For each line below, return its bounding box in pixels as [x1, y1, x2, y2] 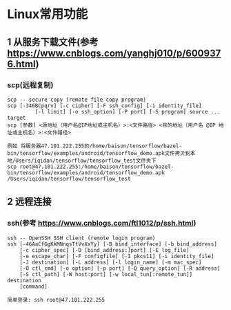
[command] [19, 283, 48, 290]
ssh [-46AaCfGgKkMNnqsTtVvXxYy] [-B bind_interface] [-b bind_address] [7, 240, 217, 248]
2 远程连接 [7, 196, 52, 208]
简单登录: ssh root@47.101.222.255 [7, 296, 106, 303]
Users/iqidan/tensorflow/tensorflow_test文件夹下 [15, 157, 157, 164]
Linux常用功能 [7, 6, 88, 22]
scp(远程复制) [7, 80, 54, 90]
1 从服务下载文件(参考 [7, 36, 99, 48]
